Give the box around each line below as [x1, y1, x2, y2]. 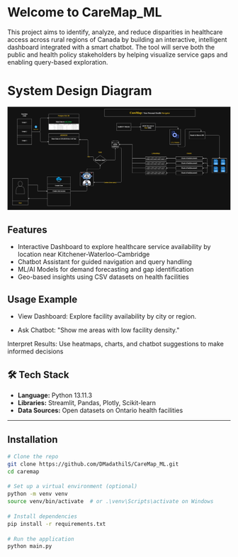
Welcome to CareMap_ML [7, 4, 162, 21]
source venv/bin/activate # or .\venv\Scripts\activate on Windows [7, 498, 214, 505]
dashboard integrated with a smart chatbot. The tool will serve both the [7, 43, 215, 51]
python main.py [7, 543, 52, 550]
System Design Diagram [7, 83, 152, 99]
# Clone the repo [7, 453, 59, 460]
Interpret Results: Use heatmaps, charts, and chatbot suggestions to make [7, 340, 225, 348]
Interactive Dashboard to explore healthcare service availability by [17, 243, 211, 251]
